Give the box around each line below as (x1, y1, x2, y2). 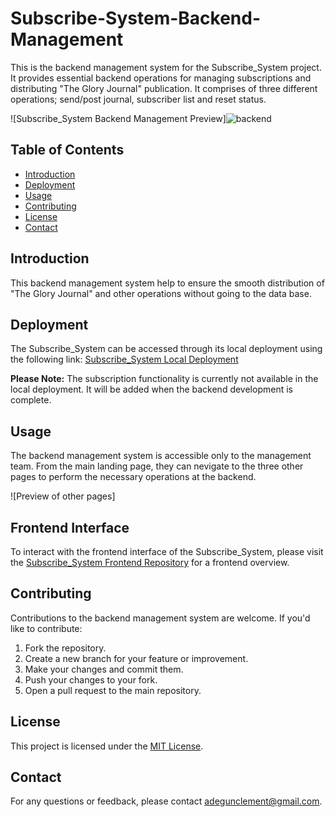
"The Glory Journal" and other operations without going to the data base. (10, 287, 312, 299)
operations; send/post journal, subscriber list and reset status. (10, 93, 267, 105)
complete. (10, 394, 52, 406)
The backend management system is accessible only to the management (10, 450, 312, 462)
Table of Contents (10, 142, 125, 159)
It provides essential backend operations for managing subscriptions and (10, 72, 312, 84)
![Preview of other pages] (10, 490, 116, 502)
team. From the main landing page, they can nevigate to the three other (10, 460, 304, 472)
